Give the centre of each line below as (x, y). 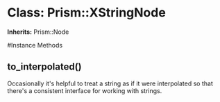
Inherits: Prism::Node (38, 32)
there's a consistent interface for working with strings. (85, 90)
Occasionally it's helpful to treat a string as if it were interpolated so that (110, 83)
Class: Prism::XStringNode (87, 13)
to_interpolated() (44, 67)
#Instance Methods (35, 45)
